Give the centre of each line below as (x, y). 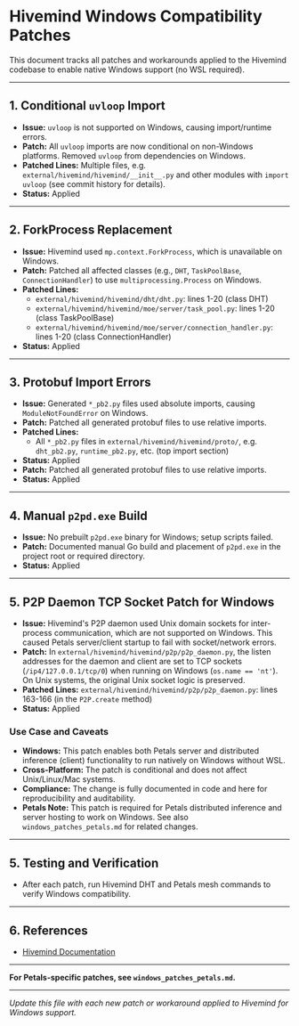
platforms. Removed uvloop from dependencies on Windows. (134, 155)
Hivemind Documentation (69, 951)
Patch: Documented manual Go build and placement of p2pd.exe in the (151, 547)
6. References (49, 930)
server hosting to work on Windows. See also (105, 818)
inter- (261, 623)
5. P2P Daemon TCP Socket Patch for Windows (142, 602)
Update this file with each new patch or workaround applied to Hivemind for (149, 1003)
